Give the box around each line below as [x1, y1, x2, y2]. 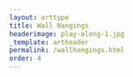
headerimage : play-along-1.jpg [9, 29, 125, 38]
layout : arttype [9, 12, 69, 22]
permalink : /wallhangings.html [9, 46, 125, 55]
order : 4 [9, 54, 42, 63]
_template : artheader [9, 37, 90, 47]
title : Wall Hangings [9, 21, 90, 30]
